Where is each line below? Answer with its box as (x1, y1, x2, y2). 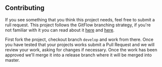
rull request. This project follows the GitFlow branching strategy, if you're (5, 22, 151, 28)
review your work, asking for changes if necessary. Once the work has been (5, 47, 158, 52)
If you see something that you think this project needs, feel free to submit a (5, 17, 155, 22)
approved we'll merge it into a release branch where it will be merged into (5, 52, 152, 58)
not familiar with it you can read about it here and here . (5, 27, 115, 33)
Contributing (5, 4, 45, 12)
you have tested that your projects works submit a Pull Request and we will (5, 41, 155, 48)
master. (5, 57, 20, 63)
